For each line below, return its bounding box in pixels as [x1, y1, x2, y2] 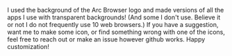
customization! [7, 43, 50, 50]
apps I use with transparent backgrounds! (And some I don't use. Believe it [7, 13, 221, 21]
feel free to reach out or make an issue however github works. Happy [7, 35, 206, 44]
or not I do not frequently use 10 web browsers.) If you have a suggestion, [7, 21, 219, 28]
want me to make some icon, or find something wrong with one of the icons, [7, 28, 226, 36]
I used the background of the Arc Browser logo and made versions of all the [7, 6, 224, 14]
